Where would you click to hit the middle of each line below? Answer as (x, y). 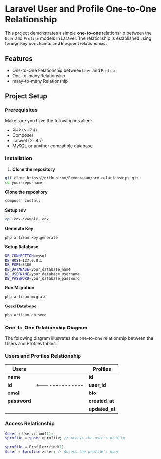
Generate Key (19, 229)
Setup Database (22, 247)
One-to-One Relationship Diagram (46, 328)
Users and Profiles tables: (31, 344)
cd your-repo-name (24, 183)
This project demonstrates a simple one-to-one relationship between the (79, 33)
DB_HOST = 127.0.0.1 (24, 260)
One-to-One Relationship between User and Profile (64, 70)
